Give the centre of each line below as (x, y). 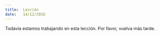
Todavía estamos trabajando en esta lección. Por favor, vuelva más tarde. (80, 28)
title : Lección (22, 10)
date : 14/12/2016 (25, 14)
